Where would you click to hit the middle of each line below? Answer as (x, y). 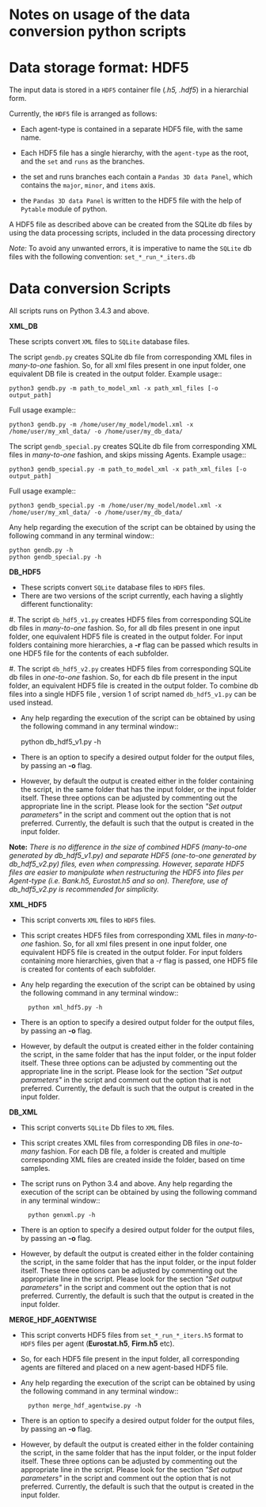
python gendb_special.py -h (55, 558)
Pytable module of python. (64, 209)
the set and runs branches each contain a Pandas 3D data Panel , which (136, 177)
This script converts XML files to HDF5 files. (88, 920)
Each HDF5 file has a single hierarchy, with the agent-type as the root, (134, 153)
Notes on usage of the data (100, 15)
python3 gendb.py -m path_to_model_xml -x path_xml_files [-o (114, 388)
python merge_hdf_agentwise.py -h (85, 1406)
